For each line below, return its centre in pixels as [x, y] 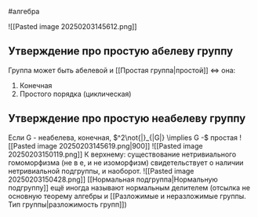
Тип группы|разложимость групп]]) [67, 204]
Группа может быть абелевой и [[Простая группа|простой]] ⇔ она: [122, 70]
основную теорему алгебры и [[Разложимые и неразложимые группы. [127, 196]
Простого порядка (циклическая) [75, 94]
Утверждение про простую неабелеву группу [127, 118]
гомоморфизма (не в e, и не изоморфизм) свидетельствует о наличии [126, 162]
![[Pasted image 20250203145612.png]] [73, 26]
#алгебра [24, 11]
